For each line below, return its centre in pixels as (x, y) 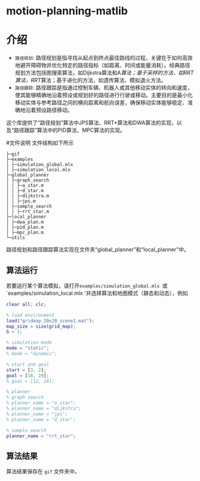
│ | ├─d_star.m (25, 191)
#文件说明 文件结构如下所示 (40, 143)
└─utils (16, 238)
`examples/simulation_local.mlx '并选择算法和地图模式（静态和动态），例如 (97, 293)
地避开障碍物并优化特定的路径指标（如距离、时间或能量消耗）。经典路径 (102, 65)
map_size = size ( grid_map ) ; (41, 326)
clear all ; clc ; (26, 304)
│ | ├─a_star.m (25, 186)
